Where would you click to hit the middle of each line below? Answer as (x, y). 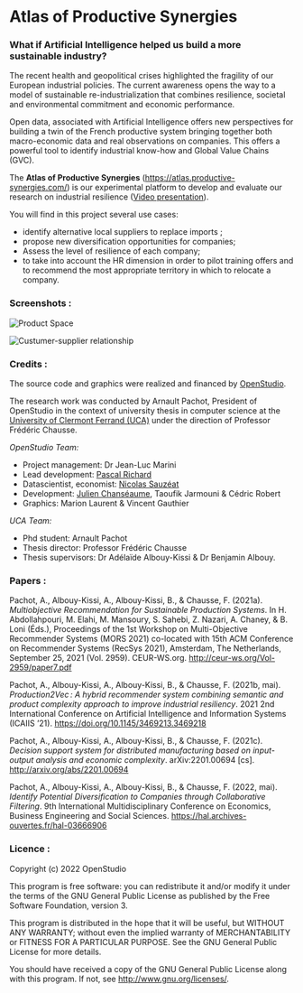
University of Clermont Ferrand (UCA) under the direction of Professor (140, 421)
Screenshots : (41, 303)
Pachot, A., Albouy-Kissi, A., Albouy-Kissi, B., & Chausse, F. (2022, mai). (143, 787)
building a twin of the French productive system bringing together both (141, 132)
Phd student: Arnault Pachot (75, 538)
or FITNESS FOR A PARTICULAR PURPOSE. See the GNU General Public (143, 942)
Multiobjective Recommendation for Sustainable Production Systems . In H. (148, 610)
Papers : (28, 581)
